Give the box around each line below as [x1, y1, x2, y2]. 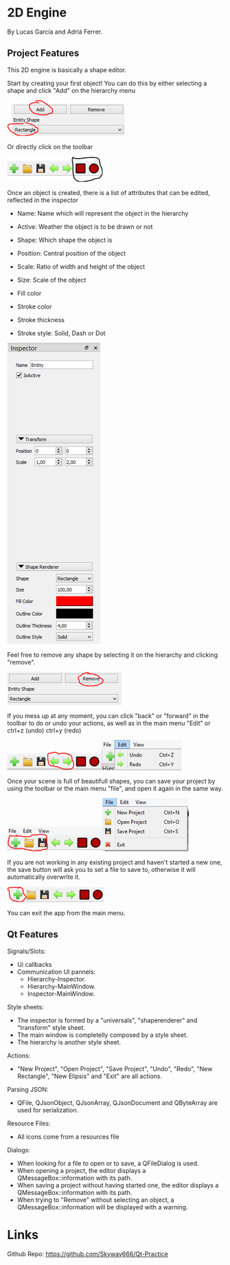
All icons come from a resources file [16, 1132, 119, 1141]
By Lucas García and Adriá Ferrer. [7, 27, 103, 36]
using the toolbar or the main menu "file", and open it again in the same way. [7, 784, 223, 792]
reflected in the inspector [7, 196, 79, 204]
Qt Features [7, 929, 58, 941]
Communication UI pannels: [16, 967, 96, 976]
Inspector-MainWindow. [27, 989, 95, 998]
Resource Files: [7, 1119, 51, 1128]
